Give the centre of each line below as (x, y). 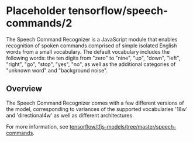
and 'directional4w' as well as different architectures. (70, 115)
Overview (24, 89)
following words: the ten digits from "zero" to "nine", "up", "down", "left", (93, 58)
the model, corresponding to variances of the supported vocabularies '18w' (97, 109)
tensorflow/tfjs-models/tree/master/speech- (123, 126)
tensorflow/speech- (118, 11)
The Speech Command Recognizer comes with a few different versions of (95, 103)
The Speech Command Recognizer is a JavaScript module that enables (92, 39)
